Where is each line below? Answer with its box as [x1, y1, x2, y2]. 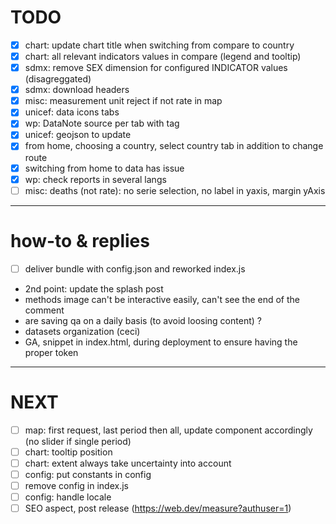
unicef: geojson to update [24, 129, 132, 141]
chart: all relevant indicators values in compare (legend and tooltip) [24, 51, 302, 62]
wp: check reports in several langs [24, 173, 167, 185]
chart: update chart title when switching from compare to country [24, 39, 295, 51]
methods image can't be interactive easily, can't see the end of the [24, 293, 300, 305]
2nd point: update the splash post [24, 282, 164, 295]
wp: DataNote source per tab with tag [24, 117, 180, 130]
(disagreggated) [24, 73, 92, 85]
